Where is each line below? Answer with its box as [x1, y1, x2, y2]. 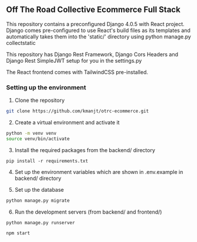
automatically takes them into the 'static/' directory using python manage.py [6, 33, 192, 40]
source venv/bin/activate [6, 135, 70, 141]
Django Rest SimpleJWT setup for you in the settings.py [6, 57, 142, 64]
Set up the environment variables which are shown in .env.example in [14, 168, 183, 175]
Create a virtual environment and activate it [14, 118, 120, 126]
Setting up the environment [6, 83, 87, 91]
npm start [6, 230, 31, 236]
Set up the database [14, 186, 64, 193]
